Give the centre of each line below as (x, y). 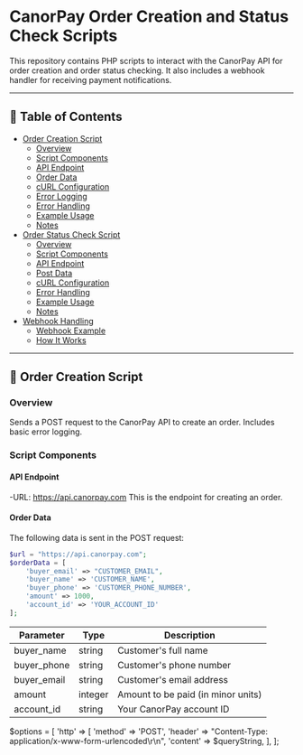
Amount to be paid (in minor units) (189, 694)
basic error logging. (46, 432)
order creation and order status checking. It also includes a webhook (137, 70)
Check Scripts (64, 36)
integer (93, 694)
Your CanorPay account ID (173, 709)
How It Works (61, 340)
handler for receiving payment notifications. (91, 79)
